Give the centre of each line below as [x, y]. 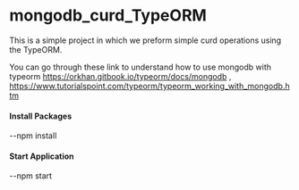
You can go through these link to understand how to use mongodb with [140, 67]
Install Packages [41, 116]
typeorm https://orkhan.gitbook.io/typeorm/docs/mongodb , [120, 76]
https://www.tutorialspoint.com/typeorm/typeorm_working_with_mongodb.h [149, 86]
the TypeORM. [36, 49]
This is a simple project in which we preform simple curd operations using [145, 40]
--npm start [30, 176]
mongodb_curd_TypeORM [108, 16]
